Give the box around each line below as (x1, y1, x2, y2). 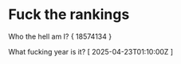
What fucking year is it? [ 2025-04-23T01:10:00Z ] (8, 47, 174, 56)
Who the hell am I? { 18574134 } (8, 32, 112, 41)
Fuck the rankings (8, 6, 130, 24)
